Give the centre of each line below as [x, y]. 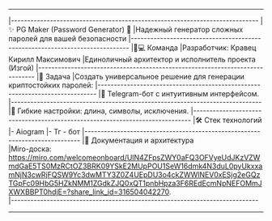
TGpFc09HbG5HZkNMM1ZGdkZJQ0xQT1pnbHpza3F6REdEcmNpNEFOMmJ [136, 183]
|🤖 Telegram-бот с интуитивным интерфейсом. [179, 93]
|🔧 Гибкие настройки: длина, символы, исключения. [99, 111]
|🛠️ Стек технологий [227, 120]
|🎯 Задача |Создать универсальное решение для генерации [140, 76]
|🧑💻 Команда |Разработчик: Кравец [193, 48]
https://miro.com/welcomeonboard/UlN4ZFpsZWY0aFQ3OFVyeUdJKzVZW [134, 157]
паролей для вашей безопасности [68, 38]
